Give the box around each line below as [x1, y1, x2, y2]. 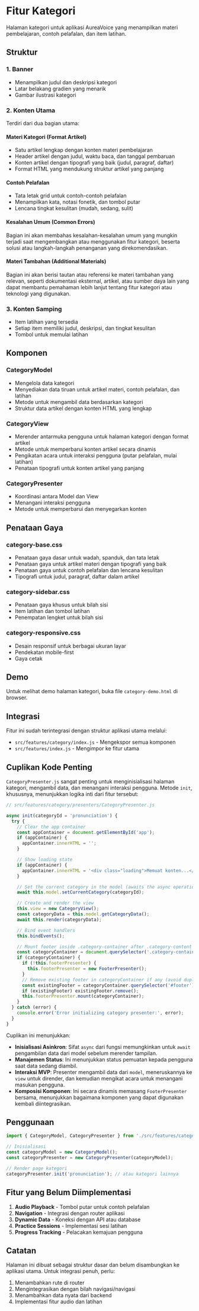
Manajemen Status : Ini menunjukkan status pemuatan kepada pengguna [14, 1056, 193, 1063]
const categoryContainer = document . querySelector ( [17, 949, 147, 955]
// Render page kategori [6, 1165, 68, 1171]
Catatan [6, 1246, 37, 1256]
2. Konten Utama [6, 106, 56, 114]
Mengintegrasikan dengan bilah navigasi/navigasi [14, 1285, 136, 1293]
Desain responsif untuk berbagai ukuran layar [14, 642, 126, 649]
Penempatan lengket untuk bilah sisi [14, 614, 104, 621]
